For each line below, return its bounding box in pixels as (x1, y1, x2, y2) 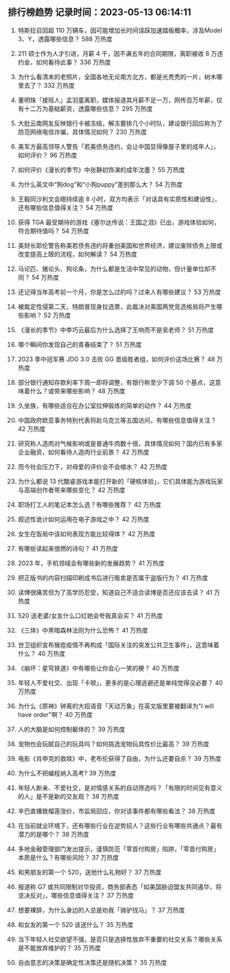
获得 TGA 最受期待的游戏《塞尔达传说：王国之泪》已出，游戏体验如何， (17, 218, 220, 226)
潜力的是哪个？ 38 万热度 (17, 830, 89, 838)
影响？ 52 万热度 (23, 311, 71, 319)
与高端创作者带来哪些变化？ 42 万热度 (17, 485, 126, 494)
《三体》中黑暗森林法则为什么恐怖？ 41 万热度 (17, 626, 148, 634)
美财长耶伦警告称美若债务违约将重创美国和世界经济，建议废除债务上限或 (17, 241, 222, 249)
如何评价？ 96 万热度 (17, 151, 78, 159)
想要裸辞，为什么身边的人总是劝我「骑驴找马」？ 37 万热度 (17, 906, 185, 914)
